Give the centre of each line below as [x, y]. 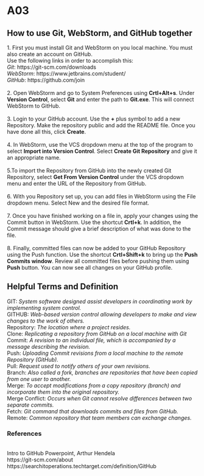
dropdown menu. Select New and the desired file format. [78, 203]
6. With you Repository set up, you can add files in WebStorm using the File [101, 196]
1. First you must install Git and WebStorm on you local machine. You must [100, 47]
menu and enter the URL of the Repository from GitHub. [77, 184]
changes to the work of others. [46, 321]
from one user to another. [39, 379]
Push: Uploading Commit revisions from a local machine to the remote [95, 353]
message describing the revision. [49, 346]
